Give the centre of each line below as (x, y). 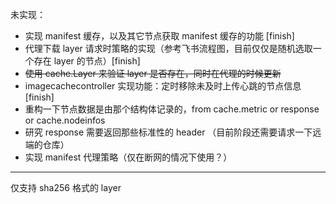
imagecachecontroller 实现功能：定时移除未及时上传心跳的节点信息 (163, 86)
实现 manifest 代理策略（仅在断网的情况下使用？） (128, 157)
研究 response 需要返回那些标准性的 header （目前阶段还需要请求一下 (168, 132)
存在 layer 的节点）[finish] (87, 61)
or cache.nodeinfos (65, 120)
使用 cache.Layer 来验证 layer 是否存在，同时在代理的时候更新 (153, 73)
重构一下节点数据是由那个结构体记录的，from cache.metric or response (172, 109)
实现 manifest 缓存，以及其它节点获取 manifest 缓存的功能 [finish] (159, 36)
